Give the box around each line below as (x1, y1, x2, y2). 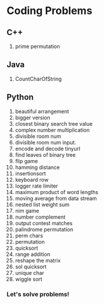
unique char (15, 269, 44, 276)
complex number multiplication (15, 126, 90, 133)
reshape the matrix (15, 257, 61, 264)
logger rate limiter (15, 182, 58, 189)
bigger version (15, 114, 50, 121)
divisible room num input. (15, 139, 77, 146)
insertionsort (15, 170, 46, 177)
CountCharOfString (15, 75, 62, 82)
